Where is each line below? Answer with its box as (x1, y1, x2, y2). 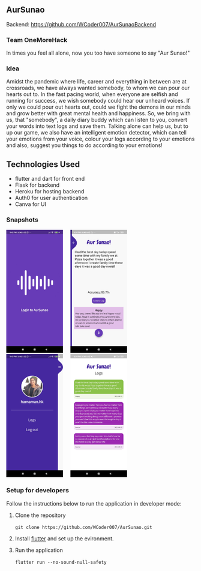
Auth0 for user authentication (14, 195, 88, 202)
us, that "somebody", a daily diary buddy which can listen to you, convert (6, 116, 188, 124)
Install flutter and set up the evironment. (14, 534, 114, 542)
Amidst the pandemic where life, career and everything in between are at (6, 78, 187, 85)
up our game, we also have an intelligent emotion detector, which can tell (6, 129, 187, 136)
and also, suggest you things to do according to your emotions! (6, 142, 163, 149)
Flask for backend (14, 181, 60, 189)
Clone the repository (14, 512, 66, 519)
